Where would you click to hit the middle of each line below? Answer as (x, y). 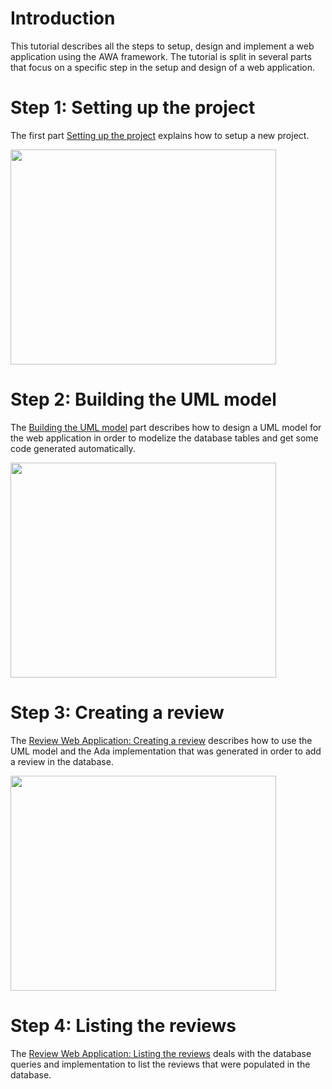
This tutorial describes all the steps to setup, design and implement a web (162, 46)
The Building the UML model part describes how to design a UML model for (166, 427)
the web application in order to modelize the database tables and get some (164, 438)
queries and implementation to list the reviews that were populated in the (160, 1064)
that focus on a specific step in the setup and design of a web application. (163, 67)
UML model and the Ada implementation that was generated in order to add (166, 751)
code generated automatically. (73, 448)
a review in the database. (62, 761)
